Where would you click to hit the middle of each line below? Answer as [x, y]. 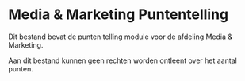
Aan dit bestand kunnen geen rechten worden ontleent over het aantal [123, 60]
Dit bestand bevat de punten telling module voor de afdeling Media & [121, 37]
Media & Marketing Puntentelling [119, 15]
